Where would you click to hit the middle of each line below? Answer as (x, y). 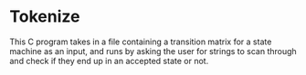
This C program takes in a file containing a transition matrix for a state (141, 42)
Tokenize (45, 17)
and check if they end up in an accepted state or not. (109, 61)
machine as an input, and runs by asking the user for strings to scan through (153, 51)
